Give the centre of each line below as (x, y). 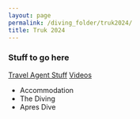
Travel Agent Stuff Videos (50, 75)
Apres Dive (38, 106)
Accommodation (46, 90)
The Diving (37, 99)
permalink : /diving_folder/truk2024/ (70, 23)
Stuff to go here (39, 58)
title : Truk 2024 (37, 30)
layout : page (30, 15)
